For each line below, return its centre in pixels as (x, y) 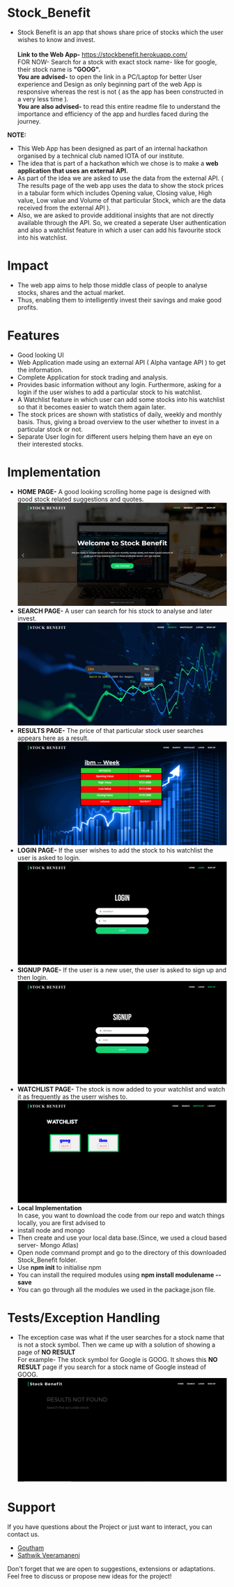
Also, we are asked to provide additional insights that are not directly (116, 215)
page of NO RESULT (46, 1352)
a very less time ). (43, 99)
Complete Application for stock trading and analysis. (93, 377)
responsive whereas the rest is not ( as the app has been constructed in (120, 92)
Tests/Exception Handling (84, 1318)
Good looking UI (40, 355)
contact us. (23, 1534)
